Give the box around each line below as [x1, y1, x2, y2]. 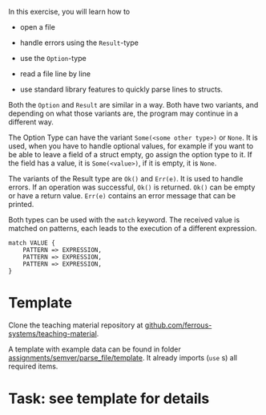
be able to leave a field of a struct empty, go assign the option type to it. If [8, 150, 252, 159]
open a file [19, 22, 56, 31]
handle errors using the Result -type [19, 38, 139, 47]
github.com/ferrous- [144, 320, 212, 330]
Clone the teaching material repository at [8, 320, 143, 330]
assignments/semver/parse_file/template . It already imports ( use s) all [8, 352, 238, 362]
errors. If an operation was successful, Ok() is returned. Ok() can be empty [8, 182, 256, 192]
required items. [8, 361, 58, 371]
